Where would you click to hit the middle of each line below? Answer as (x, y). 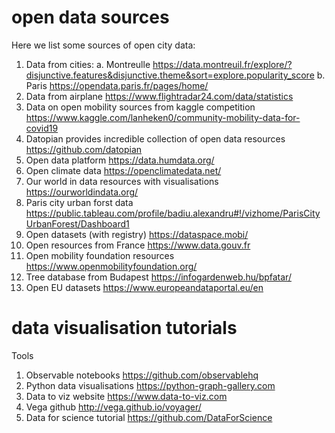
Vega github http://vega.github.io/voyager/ (113, 407)
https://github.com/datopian (84, 149)
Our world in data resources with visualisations (122, 181)
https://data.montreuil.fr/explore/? (222, 64)
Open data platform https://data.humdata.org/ (120, 160)
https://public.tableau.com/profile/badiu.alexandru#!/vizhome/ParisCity (173, 213)
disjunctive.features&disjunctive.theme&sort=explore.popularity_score (170, 75)
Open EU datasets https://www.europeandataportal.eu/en (144, 287)
